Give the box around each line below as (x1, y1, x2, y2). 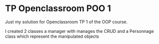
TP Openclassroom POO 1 (5, 3, 111, 14)
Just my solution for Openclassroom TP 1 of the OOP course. (5, 19, 128, 25)
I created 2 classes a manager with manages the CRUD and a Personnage (5, 28, 154, 34)
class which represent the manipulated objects (5, 33, 99, 39)
